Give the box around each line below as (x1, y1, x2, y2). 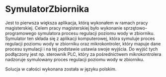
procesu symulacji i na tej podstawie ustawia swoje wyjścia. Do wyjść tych (5, 46, 158, 52)
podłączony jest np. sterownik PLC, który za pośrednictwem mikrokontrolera (5, 51, 162, 57)
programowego (5, 30, 37, 36)
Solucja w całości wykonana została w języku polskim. (5, 66, 117, 72)
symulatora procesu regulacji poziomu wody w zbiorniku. (37, 30, 155, 36)
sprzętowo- (123, 25, 148, 31)
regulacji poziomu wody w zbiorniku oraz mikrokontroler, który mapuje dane (5, 40, 161, 46)
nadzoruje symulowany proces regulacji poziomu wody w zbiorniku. (5, 56, 145, 62)
